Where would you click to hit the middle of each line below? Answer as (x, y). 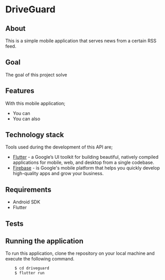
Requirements (28, 189)
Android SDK (26, 202)
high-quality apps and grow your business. (58, 174)
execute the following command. (40, 259)
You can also (26, 119)
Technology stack (35, 135)
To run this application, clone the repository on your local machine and (80, 253)
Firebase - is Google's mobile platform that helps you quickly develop (86, 168)
